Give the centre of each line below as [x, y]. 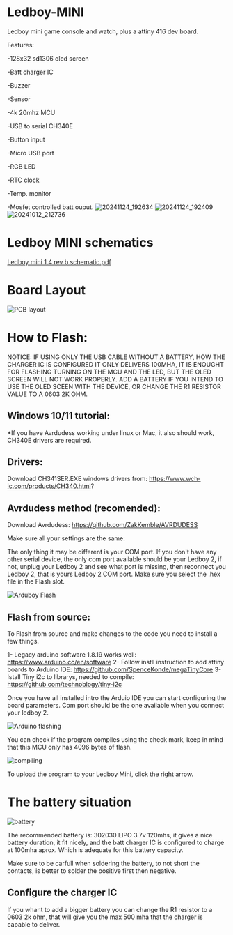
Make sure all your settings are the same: [66, 538]
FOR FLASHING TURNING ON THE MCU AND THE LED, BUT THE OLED [110, 372]
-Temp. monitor [29, 193]
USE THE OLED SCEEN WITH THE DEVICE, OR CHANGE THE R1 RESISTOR [114, 386]
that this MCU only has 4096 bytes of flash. [70, 747]
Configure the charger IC [62, 893]
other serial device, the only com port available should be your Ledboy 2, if [115, 559]
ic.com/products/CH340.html [49, 486]
